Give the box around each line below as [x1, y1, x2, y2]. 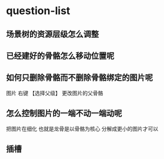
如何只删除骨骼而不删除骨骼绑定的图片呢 [6, 72, 153, 83]
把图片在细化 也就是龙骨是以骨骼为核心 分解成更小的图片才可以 [6, 125, 159, 132]
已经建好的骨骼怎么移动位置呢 [6, 51, 115, 61]
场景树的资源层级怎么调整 [6, 29, 99, 39]
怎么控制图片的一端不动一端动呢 [6, 108, 122, 118]
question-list [6, 4, 71, 18]
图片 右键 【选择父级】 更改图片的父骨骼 [6, 90, 103, 97]
